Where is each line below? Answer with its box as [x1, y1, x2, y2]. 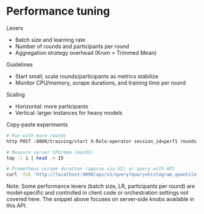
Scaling [6, 91, 25, 98]
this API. [6, 202, 27, 209]
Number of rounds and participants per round [15, 43, 129, 50]
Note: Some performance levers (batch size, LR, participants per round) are [6, 182, 195, 190]
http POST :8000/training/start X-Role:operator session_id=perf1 [6, 138, 178, 144]
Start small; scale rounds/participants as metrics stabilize [15, 72, 159, 80]
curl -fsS [6, 171, 32, 178]
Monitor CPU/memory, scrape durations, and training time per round [15, 79, 186, 86]
